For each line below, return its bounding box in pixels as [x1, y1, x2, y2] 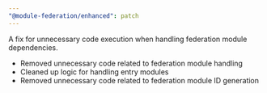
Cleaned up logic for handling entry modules [19, 66, 169, 77]
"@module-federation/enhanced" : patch [8, 11, 139, 20]
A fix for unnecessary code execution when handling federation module [8, 34, 248, 44]
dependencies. [8, 42, 58, 53]
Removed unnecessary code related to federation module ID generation [19, 75, 260, 85]
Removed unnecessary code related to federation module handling [19, 58, 243, 68]
